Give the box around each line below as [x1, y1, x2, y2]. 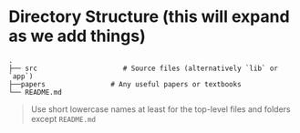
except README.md [30, 113, 97, 124]
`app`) [8, 71, 34, 81]
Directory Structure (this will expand [8, 6, 290, 27]
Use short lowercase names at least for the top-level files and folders [30, 103, 291, 115]
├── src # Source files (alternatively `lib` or [8, 64, 279, 73]
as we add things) [8, 26, 147, 46]
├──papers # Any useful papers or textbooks [8, 79, 243, 88]
